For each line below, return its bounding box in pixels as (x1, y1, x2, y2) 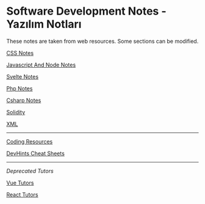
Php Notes (6, 84, 33, 92)
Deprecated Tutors (6, 167, 54, 175)
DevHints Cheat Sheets (6, 150, 65, 157)
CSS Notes (6, 49, 34, 56)
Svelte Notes (6, 73, 38, 80)
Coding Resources (6, 137, 53, 145)
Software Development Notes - (6, 4, 167, 18)
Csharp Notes (6, 97, 41, 104)
